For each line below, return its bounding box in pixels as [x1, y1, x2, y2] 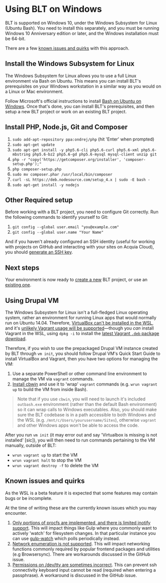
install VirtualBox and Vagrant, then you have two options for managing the [5, 356, 158, 362]
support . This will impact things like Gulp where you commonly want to [12, 525, 157, 531]
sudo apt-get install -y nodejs [12, 182, 79, 188]
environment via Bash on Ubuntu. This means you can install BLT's [5, 78, 141, 84]
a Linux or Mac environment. [5, 88, 63, 95]
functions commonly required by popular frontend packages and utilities [12, 546, 160, 552]
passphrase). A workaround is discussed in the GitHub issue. [12, 572, 137, 578]
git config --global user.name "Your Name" [12, 230, 104, 235]
